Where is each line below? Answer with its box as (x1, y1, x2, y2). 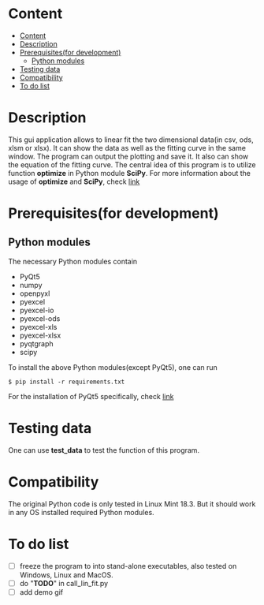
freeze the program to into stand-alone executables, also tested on (19, 561, 237, 570)
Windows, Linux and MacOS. (19, 570, 114, 580)
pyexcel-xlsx (19, 331, 61, 340)
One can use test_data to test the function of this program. (8, 445, 199, 454)
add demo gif (19, 587, 64, 596)
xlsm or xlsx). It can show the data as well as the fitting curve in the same (8, 143, 247, 152)
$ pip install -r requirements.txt (8, 378, 125, 386)
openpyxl (19, 289, 50, 298)
